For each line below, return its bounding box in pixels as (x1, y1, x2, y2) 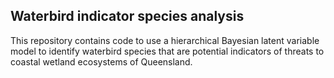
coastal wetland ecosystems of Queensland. (10, 55, 193, 68)
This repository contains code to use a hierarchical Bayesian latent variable (10, 34, 320, 46)
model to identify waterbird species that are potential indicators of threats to (10, 45, 325, 57)
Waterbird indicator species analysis (10, 8, 245, 25)
